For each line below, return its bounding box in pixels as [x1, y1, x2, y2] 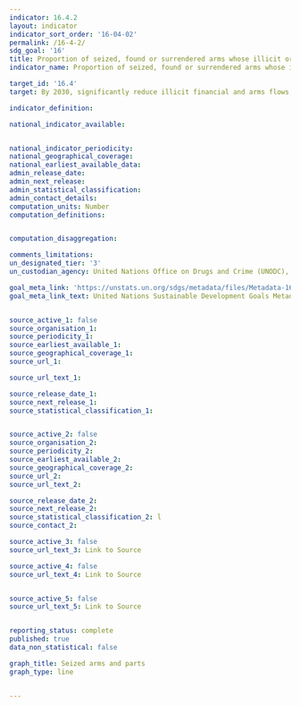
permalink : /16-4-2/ [9, 38, 87, 47]
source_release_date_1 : [9, 389, 98, 398]
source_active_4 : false [9, 561, 98, 571]
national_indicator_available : [9, 120, 126, 129]
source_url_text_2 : [9, 480, 82, 489]
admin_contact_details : [9, 193, 98, 202]
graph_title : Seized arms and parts [9, 659, 146, 668]
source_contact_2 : [9, 521, 78, 531]
